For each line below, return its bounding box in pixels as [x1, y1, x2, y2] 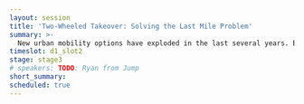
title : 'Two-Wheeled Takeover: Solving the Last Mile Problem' [9, 22, 253, 31]
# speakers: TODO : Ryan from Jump [9, 64, 140, 73]
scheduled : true [9, 80, 71, 90]
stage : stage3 [9, 55, 63, 64]
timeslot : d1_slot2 [9, 47, 83, 56]
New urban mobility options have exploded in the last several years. [17, 38, 290, 48]
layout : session [9, 13, 71, 23]
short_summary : [9, 72, 67, 81]
